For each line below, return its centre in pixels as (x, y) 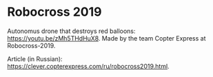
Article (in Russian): (35, 58)
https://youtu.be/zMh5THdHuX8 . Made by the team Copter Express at (106, 38)
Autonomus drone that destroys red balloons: (71, 31)
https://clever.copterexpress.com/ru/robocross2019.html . (89, 66)
